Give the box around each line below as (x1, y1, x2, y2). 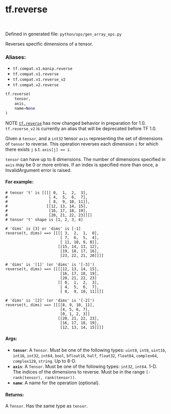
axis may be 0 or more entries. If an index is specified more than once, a (5, 162, 158, 168)
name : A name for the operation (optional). (12, 380, 100, 386)
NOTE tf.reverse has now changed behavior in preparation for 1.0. (5, 120, 146, 126)
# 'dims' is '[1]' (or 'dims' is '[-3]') (5, 262, 95, 267)
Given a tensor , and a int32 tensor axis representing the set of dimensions (5, 135, 163, 142)
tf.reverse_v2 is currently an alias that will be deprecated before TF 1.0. (5, 125, 157, 131)
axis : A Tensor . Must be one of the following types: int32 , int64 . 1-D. (12, 363, 157, 370)
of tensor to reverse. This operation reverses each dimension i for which (5, 141, 159, 147)
